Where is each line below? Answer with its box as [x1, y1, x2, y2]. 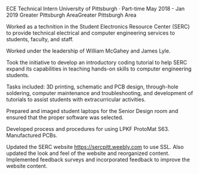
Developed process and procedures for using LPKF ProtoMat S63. [6, 126, 170, 132]
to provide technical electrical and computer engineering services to [6, 29, 175, 36]
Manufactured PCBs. [6, 132, 58, 139]
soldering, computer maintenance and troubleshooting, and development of [6, 90, 194, 96]
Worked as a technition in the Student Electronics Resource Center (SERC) [6, 23, 190, 30]
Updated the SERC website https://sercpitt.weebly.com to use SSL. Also [6, 144, 184, 150]
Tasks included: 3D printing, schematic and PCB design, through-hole [6, 83, 179, 90]
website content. [6, 163, 48, 169]
